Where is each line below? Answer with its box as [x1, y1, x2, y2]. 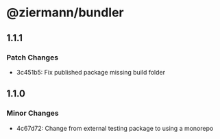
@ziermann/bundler [6, 5, 124, 21]
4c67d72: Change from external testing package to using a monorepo [16, 124, 214, 132]
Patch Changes [6, 53, 59, 62]
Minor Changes [6, 108, 59, 118]
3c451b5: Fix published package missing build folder [16, 68, 166, 76]
